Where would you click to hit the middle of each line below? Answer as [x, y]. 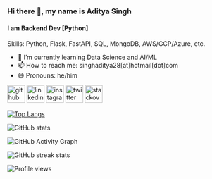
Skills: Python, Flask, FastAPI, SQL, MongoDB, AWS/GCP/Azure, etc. [106, 44]
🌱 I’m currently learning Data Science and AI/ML [87, 57]
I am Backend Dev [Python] [48, 28]
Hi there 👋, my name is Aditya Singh [69, 11]
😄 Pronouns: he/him [47, 75]
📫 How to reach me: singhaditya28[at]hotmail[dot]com [98, 66]
